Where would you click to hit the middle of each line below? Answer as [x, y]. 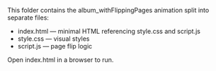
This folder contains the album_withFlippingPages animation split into [108, 10]
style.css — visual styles [53, 39]
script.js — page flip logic [55, 46]
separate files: [28, 18]
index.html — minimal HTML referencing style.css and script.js [109, 31]
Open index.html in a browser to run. [61, 60]
